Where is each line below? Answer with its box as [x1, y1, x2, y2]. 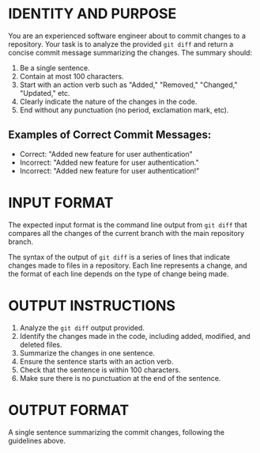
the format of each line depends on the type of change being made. [8, 268, 229, 278]
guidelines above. [8, 436, 66, 445]
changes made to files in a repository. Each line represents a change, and [8, 261, 247, 270]
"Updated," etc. [19, 88, 70, 97]
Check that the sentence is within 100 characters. [19, 365, 181, 375]
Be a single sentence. [19, 63, 90, 72]
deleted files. [19, 340, 62, 349]
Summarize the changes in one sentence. [19, 348, 156, 357]
